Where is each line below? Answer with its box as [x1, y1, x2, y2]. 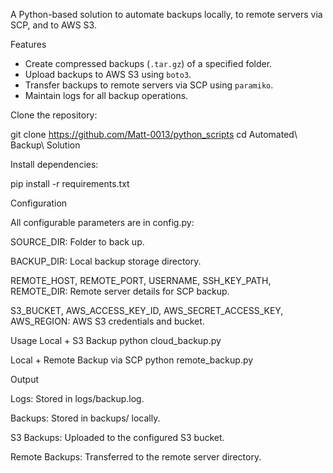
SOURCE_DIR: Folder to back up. [10, 236, 145, 248]
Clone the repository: [10, 109, 98, 121]
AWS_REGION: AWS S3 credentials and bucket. [10, 315, 205, 327]
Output [10, 374, 39, 385]
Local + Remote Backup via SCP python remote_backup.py [10, 354, 254, 366]
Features [10, 39, 47, 50]
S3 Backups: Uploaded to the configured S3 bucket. [10, 432, 225, 443]
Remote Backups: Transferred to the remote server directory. [10, 451, 262, 463]
